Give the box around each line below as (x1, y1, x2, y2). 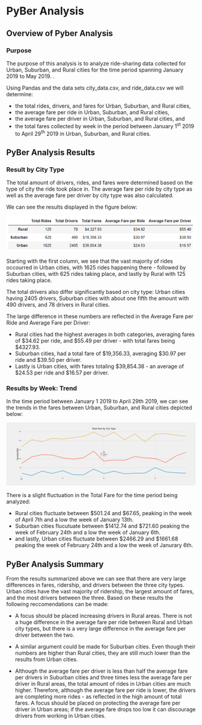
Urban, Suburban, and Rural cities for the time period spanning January (6, 66, 183, 73)
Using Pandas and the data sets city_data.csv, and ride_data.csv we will (6, 84, 184, 91)
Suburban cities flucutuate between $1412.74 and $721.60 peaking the (14, 522, 189, 530)
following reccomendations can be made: (6, 601, 109, 608)
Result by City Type (6, 165, 65, 174)
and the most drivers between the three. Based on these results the (6, 594, 173, 602)
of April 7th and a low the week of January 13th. (14, 516, 134, 524)
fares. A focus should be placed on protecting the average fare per (14, 699, 181, 707)
